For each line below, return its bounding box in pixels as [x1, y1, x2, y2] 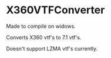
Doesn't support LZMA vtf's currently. [6, 45, 98, 52]
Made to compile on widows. [6, 23, 76, 30]
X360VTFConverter [6, 3, 105, 17]
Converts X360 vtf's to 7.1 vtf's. [6, 34, 82, 41]
